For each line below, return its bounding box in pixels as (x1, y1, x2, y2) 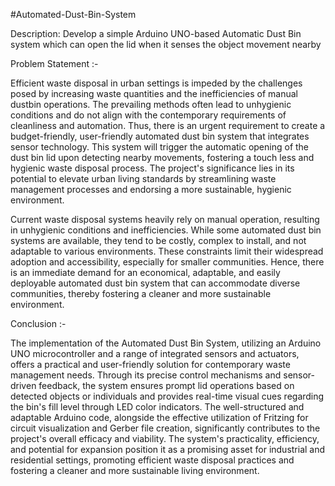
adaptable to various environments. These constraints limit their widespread (10, 245, 324, 257)
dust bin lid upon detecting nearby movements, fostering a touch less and (10, 152, 315, 163)
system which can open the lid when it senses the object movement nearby (10, 39, 322, 50)
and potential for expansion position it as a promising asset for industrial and (10, 444, 326, 455)
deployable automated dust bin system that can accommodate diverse (10, 277, 301, 289)
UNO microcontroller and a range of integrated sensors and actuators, (10, 348, 300, 359)
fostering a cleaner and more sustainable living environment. (10, 465, 260, 476)
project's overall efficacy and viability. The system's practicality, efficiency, (10, 433, 320, 444)
